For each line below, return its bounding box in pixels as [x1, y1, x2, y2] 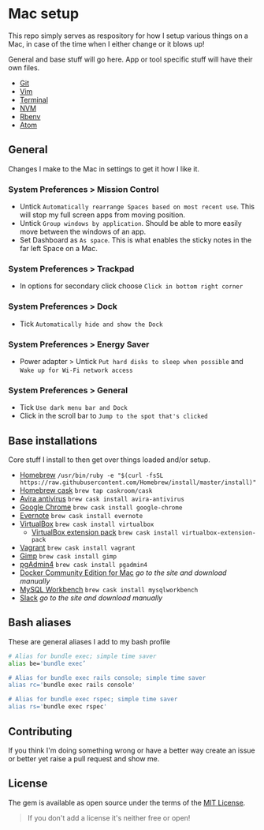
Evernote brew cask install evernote [19, 511, 143, 520]
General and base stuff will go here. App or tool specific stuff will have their [8, 54, 254, 64]
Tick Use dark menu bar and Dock [19, 403, 128, 412]
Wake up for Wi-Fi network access [19, 366, 133, 374]
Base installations [8, 434, 98, 447]
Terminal [19, 95, 49, 104]
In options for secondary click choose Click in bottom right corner [19, 281, 244, 291]
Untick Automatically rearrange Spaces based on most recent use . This [19, 202, 255, 212]
